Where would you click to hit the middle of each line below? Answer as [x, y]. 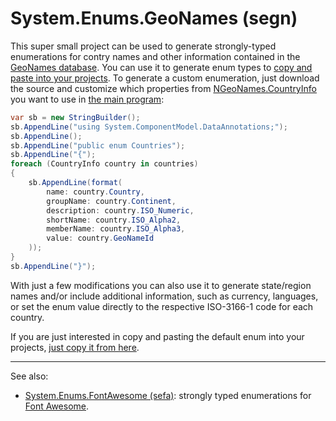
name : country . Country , [95, 192]
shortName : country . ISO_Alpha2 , [114, 220]
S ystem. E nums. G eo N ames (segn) [154, 18]
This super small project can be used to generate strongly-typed [143, 46]
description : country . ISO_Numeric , [120, 210]
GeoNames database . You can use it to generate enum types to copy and [161, 67]
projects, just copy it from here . [75, 347]
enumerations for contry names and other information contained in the [155, 56]
